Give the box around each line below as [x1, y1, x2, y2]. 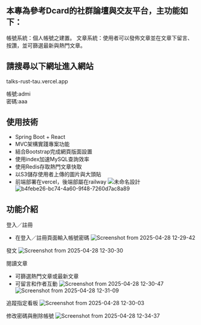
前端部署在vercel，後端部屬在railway [14, 178, 107, 185]
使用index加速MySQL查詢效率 [14, 156, 89, 163]
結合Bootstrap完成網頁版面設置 [14, 148, 92, 155]
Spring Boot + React [14, 134, 66, 141]
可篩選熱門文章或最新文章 [14, 272, 79, 280]
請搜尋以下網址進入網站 [6, 61, 94, 71]
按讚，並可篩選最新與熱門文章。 [6, 42, 86, 49]
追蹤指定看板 [6, 300, 38, 307]
